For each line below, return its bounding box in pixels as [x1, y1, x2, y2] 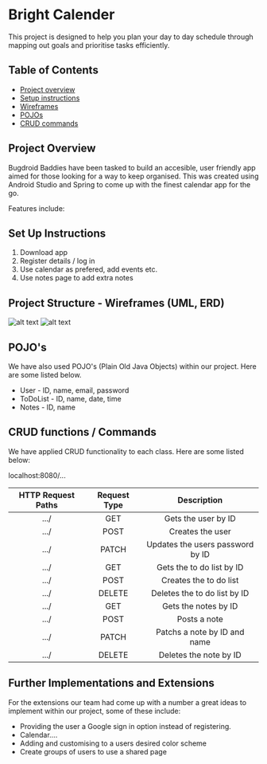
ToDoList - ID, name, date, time [19, 394, 122, 403]
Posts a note [176, 613, 224, 625]
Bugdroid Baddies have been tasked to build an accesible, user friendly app [8, 163, 256, 172]
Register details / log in [19, 257, 95, 266]
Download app [19, 248, 68, 257]
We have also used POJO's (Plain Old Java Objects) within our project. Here [8, 362, 257, 371]
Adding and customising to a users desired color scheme [19, 739, 207, 748]
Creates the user [168, 526, 232, 537]
